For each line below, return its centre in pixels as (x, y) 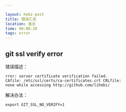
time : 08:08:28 (21, 28)
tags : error (18, 33)
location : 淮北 (21, 24)
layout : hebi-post (25, 14)
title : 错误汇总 (21, 19)
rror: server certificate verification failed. (57, 76)
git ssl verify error (34, 54)
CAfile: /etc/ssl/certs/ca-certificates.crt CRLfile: (64, 81)
